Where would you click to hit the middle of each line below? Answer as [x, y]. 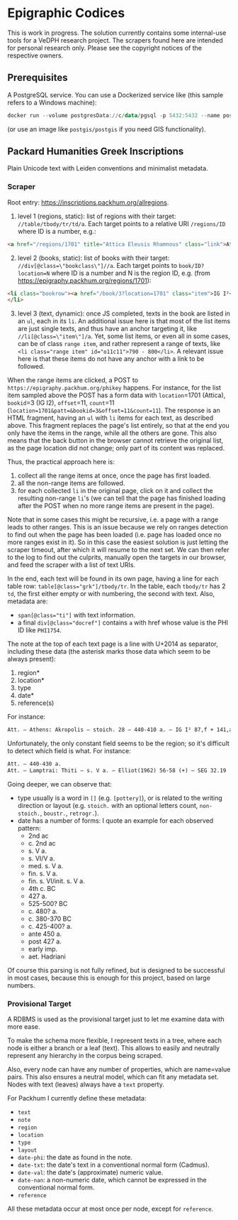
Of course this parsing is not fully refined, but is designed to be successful [116, 970]
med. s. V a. [46, 865]
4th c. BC [42, 888]
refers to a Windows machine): [52, 102]
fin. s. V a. [43, 873]
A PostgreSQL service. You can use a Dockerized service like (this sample [115, 95]
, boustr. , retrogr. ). [69, 813]
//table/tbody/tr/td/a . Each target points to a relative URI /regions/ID [121, 223]
